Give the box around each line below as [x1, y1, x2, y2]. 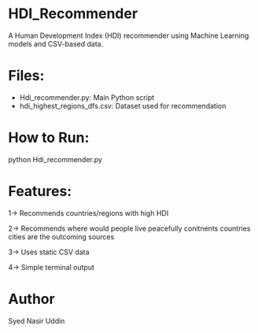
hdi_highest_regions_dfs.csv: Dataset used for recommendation [19, 101, 227, 110]
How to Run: [8, 129, 90, 146]
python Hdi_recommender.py [8, 154, 102, 164]
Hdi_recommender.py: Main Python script [19, 92, 155, 102]
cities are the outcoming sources [8, 231, 115, 241]
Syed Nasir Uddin [8, 316, 65, 325]
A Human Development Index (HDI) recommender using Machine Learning [8, 31, 249, 40]
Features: [8, 183, 72, 200]
